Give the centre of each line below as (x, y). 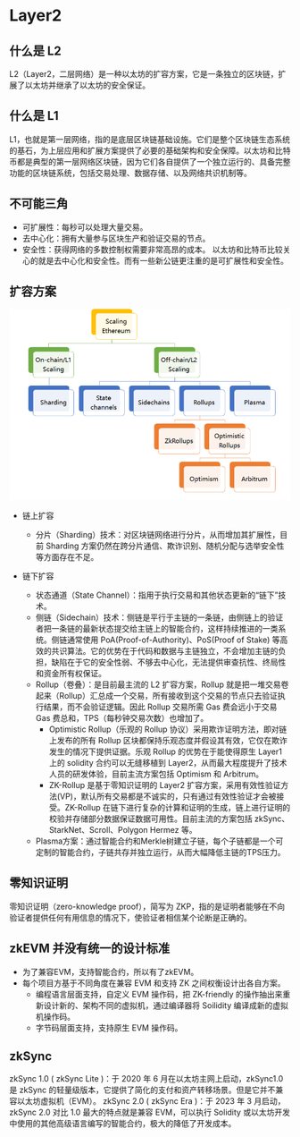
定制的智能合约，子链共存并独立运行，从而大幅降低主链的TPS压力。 (160, 852)
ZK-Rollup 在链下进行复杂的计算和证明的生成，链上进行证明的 (178, 807)
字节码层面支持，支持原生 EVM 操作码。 (109, 1027)
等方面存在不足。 (67, 556)
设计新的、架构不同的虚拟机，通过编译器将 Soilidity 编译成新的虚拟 (166, 1005)
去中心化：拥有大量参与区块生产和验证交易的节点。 (116, 238)
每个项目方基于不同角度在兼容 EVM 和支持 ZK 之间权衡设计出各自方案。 (154, 983)
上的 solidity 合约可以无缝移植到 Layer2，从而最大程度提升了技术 (168, 762)
